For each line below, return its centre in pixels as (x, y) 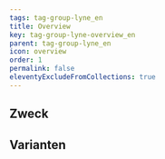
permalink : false (42, 69)
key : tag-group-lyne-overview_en (73, 35)
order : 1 (26, 60)
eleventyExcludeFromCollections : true (82, 77)
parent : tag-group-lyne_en (60, 43)
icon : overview (38, 52)
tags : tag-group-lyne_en (56, 18)
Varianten (38, 145)
